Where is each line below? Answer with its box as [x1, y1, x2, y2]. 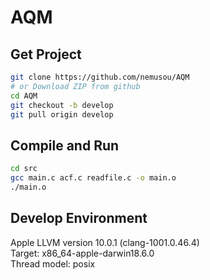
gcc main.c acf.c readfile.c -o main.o [10, 173, 177, 183]
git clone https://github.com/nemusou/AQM [10, 72, 190, 82]
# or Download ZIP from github [10, 81, 141, 91]
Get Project [10, 46, 82, 63]
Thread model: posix [10, 257, 96, 270]
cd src [10, 164, 38, 174]
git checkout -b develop [10, 100, 114, 110]
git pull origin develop [10, 109, 114, 120]
